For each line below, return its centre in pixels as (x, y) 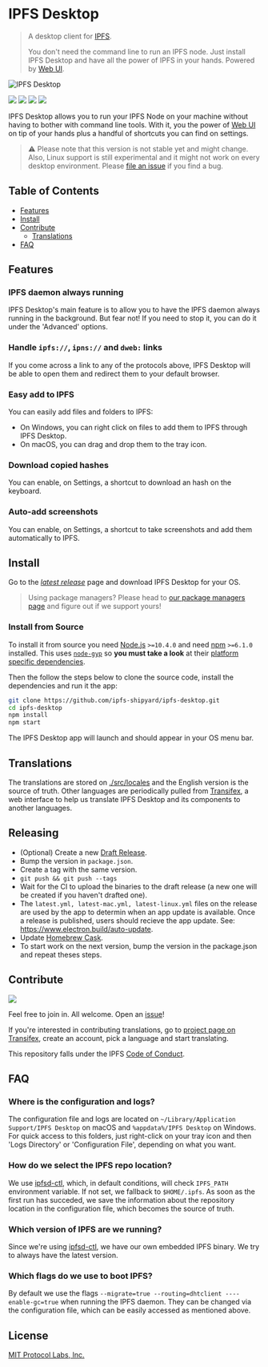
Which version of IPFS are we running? (85, 1229)
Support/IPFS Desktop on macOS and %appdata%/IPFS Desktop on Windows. (132, 1127)
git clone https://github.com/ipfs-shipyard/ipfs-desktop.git (114, 700)
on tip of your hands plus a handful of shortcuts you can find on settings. (128, 133)
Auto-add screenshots (53, 512)
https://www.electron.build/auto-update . (86, 929)
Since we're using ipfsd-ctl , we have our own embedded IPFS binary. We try (134, 1246)
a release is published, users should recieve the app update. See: (128, 920)
